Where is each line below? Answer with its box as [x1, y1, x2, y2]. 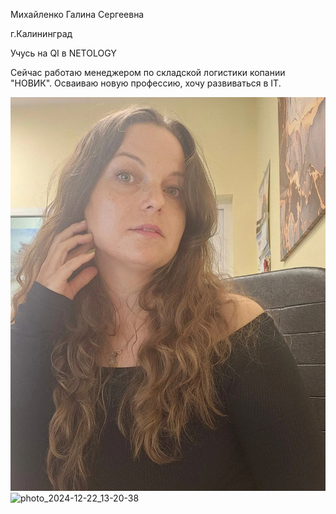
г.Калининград [10, 28, 73, 39]
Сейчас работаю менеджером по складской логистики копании [10, 67, 286, 78]
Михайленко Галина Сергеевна [10, 9, 145, 20]
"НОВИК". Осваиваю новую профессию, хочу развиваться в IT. [10, 77, 282, 89]
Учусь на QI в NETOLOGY [10, 47, 117, 59]
